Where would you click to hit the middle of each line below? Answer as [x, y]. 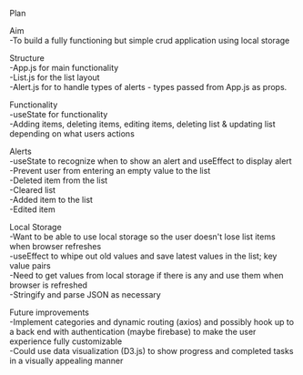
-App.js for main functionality [64, 68]
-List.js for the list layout [55, 77]
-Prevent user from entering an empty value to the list [110, 171]
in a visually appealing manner [66, 360]
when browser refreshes [56, 246]
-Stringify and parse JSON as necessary [85, 294]
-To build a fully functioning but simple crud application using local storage [150, 41]
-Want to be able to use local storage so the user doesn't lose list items [142, 237]
